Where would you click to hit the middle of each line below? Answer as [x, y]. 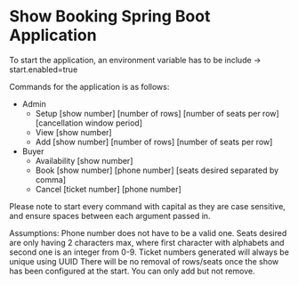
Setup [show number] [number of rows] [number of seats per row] [157, 113]
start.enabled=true [44, 69]
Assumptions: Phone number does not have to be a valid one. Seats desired [148, 232]
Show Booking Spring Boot [110, 16]
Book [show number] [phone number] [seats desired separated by [157, 170]
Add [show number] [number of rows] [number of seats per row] [154, 142]
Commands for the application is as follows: [89, 86]
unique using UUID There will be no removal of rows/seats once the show [144, 261]
